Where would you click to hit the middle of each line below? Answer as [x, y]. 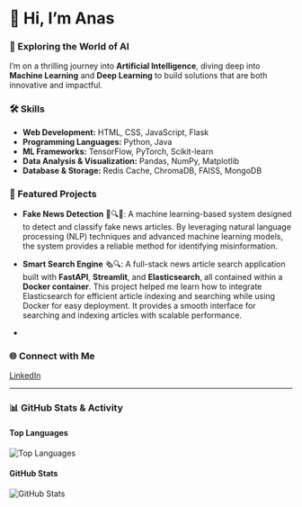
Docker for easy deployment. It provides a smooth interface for [139, 306]
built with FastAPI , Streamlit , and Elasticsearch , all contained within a [152, 277]
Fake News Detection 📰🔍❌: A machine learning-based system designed [157, 214]
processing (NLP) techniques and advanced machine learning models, [152, 237]
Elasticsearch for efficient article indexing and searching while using [149, 296]
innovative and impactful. [56, 86]
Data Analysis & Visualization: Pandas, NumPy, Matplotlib [131, 160]
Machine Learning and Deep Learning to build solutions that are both [138, 76]
